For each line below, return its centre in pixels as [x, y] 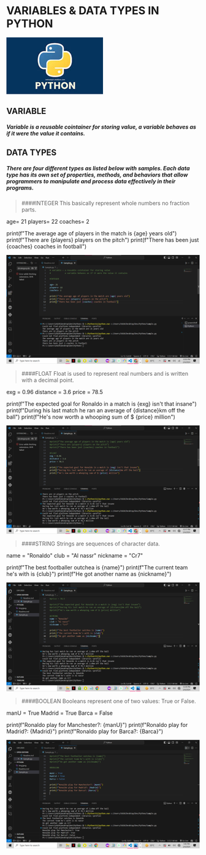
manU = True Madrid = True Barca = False [60, 713]
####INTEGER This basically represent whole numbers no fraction [105, 203]
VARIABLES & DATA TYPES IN [83, 11]
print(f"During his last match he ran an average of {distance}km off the [96, 410]
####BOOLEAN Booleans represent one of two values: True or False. [109, 701]
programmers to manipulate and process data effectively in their [91, 181]
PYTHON [30, 24]
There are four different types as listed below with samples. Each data [98, 168]
